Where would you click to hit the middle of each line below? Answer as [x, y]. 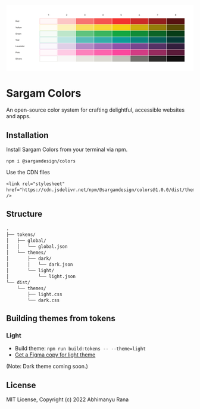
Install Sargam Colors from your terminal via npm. [67, 149]
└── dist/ [18, 282]
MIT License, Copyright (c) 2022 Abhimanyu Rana [68, 399]
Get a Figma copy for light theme [55, 355]
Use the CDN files [28, 172]
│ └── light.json [41, 276]
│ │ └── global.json [37, 247]
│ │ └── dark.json [40, 265]
